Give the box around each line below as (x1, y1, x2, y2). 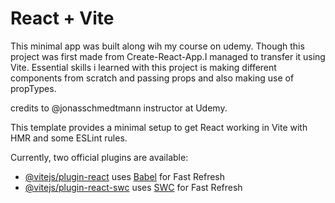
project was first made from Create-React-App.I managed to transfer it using (10, 50, 326, 62)
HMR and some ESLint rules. (10, 132, 128, 144)
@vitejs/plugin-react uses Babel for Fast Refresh (24, 170, 226, 182)
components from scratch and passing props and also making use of (10, 72, 295, 84)
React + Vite (10, 7, 115, 30)
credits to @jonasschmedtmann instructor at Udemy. (10, 102, 228, 114)
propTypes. (10, 82, 57, 94)
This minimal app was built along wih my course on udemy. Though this (10, 40, 305, 52)
